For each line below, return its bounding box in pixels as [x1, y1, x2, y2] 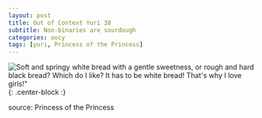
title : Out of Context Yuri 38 [8, 19, 112, 27]
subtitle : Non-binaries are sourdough [8, 26, 136, 34]
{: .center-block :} [8, 87, 66, 97]
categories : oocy [8, 33, 66, 42]
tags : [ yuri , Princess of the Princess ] [8, 41, 144, 49]
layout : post [8, 11, 51, 20]
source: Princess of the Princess [8, 103, 115, 112]
